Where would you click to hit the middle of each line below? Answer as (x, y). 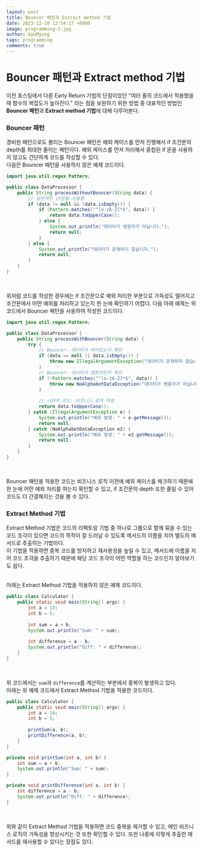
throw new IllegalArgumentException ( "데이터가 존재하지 (116, 362)
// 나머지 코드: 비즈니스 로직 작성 (76, 401)
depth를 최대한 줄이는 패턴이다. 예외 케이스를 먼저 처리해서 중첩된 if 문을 (92, 150)
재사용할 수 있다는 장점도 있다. (58, 841)
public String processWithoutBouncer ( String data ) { (85, 193)
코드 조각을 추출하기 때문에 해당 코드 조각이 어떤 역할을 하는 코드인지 (93, 558)
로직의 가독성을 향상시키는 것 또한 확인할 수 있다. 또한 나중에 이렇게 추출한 (99, 834)
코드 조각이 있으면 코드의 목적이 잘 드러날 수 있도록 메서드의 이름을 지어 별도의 (98, 535)
